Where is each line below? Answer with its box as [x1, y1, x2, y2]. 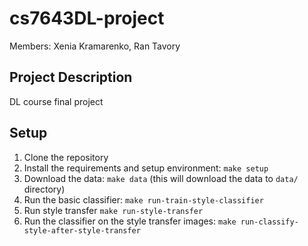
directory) [23, 183, 66, 195]
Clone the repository [23, 151, 109, 163]
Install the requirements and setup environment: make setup [23, 162, 269, 174]
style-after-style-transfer [23, 225, 141, 236]
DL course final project [9, 95, 104, 107]
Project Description [9, 69, 133, 86]
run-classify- [240, 217, 299, 227]
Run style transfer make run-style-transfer [23, 204, 204, 216]
